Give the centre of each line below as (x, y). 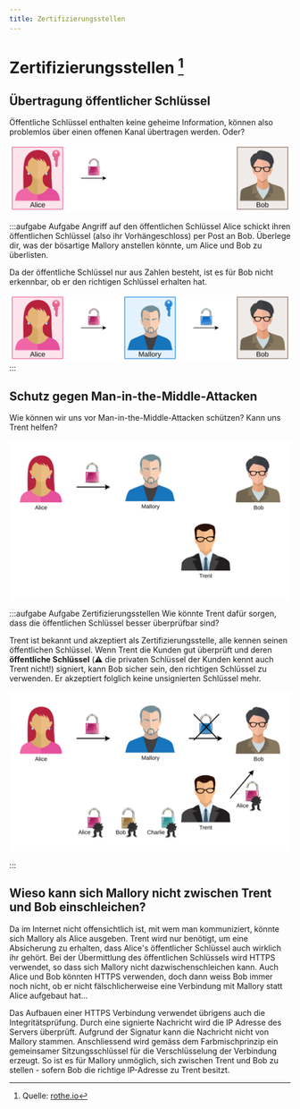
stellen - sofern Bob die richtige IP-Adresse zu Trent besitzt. (120, 1070)
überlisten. (29, 254)
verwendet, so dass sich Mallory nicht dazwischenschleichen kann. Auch (144, 967)
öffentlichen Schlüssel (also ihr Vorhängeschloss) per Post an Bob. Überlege (150, 235)
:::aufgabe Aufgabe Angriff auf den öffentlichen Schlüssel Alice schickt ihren (150, 226)
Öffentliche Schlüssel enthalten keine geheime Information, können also (142, 122)
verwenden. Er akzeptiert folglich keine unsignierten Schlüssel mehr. (135, 678)
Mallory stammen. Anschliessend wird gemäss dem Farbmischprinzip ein (144, 1041)
